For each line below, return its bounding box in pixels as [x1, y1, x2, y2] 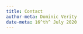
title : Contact [6, 8, 43, 14]
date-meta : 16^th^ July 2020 [6, 19, 77, 25]
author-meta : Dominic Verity [6, 14, 77, 20]
